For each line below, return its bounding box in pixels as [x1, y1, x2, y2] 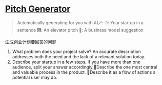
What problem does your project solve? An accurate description [12, 49, 141, 54]
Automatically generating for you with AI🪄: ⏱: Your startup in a [17, 19, 144, 25]
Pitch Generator [5, 3, 71, 15]
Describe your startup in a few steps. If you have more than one [12, 59, 141, 65]
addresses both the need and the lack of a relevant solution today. [12, 53, 145, 59]
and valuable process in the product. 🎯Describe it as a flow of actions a [12, 69, 156, 75]
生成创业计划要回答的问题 [5, 39, 57, 45]
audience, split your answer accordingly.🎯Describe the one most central [12, 64, 158, 70]
